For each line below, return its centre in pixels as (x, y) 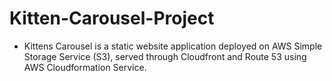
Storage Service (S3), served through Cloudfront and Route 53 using (165, 56)
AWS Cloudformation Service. (85, 67)
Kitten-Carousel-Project (112, 18)
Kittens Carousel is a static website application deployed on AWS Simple (173, 46)
